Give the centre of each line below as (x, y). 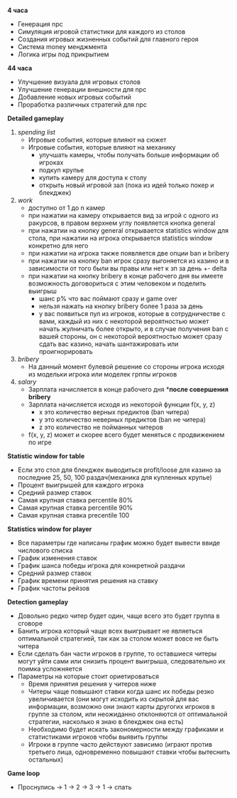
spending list (36, 132)
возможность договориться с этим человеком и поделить (117, 283)
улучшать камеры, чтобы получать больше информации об (129, 155)
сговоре (30, 623)
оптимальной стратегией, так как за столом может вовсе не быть (118, 639)
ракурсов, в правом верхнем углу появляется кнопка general (122, 223)
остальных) (46, 760)
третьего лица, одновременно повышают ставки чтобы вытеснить (129, 752)
